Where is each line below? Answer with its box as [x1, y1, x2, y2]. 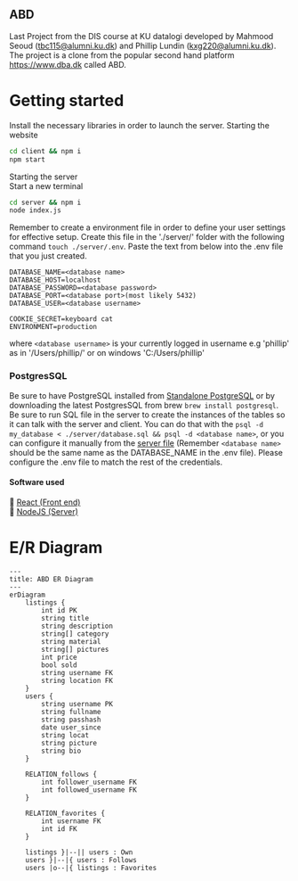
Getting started [9, 91, 125, 111]
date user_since [41, 722, 101, 732]
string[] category [41, 629, 109, 638]
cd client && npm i [9, 146, 82, 155]
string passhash [41, 715, 101, 724]
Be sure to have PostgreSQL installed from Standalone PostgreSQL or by [9, 390, 276, 400]
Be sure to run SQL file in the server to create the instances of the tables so [9, 409, 286, 420]
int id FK [41, 824, 77, 833]
